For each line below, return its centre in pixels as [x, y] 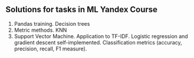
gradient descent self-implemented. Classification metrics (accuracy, [98, 42]
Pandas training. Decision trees [52, 23]
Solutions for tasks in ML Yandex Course [81, 10]
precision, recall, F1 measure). [50, 49]
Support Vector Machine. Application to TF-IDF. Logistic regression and [101, 36]
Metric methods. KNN [40, 30]
